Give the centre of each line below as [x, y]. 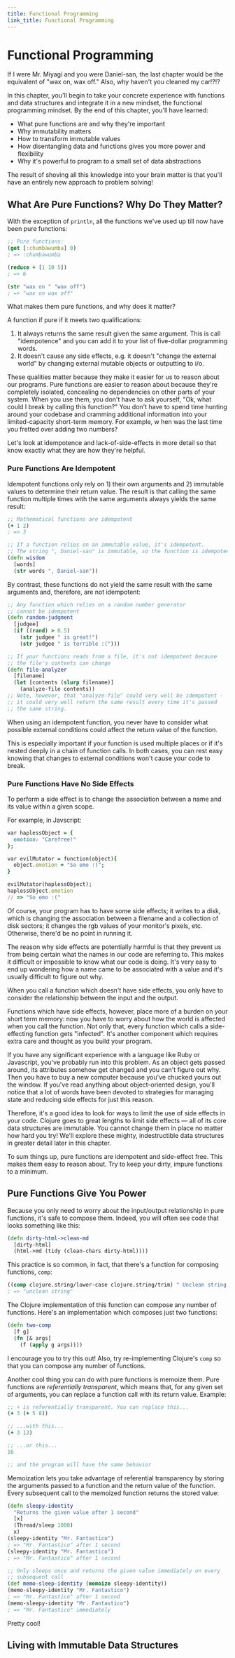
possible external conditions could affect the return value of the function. [113, 729]
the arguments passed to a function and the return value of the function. [111, 1485]
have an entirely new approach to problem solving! [80, 183]
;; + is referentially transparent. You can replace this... [98, 1407]
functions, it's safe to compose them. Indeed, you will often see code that [113, 1218]
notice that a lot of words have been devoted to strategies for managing [111, 1092]
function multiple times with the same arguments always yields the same [112, 498]
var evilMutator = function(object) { [62, 858]
